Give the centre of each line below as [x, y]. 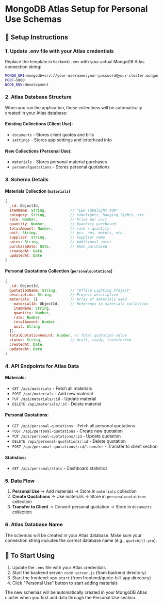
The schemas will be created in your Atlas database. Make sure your [73, 535]
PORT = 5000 [15, 80]
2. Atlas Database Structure [38, 97]
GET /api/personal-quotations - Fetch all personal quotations [73, 425]
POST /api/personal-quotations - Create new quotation [67, 431]
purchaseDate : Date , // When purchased [58, 247]
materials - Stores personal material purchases [59, 162]
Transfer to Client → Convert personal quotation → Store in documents [82, 507]
